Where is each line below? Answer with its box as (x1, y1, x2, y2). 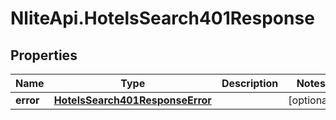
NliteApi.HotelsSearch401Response (10, 7, 315, 30)
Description (221, 77, 279, 90)
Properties (10, 47, 78, 64)
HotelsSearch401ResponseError (53, 93, 212, 107)
